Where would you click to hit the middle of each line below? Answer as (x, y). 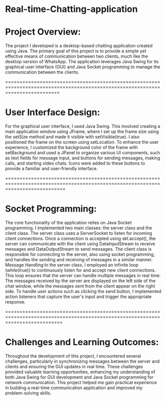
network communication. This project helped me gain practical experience (81, 382)
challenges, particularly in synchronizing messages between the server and (83, 361)
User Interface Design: (53, 112)
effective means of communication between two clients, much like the (77, 56)
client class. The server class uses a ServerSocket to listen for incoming (79, 233)
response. (15, 302)
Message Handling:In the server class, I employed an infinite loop (72, 265)
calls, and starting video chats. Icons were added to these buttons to (75, 163)
